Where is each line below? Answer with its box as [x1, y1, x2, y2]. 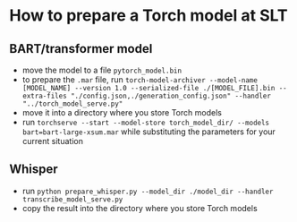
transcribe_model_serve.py [21, 194, 123, 204]
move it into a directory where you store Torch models [21, 107, 222, 117]
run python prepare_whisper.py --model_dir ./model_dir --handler [21, 185, 274, 196]
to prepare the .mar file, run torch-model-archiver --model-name [21, 74, 258, 85]
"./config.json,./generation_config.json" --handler [70, 91, 271, 100]
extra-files [21, 91, 67, 100]
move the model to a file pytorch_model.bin [21, 64, 182, 75]
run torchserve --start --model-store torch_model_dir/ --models [21, 117, 270, 127]
